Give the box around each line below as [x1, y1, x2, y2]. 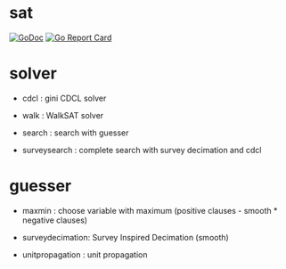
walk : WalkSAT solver [21, 110, 104, 120]
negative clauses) [21, 215, 87, 225]
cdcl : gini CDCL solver [21, 93, 107, 103]
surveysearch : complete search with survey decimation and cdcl [21, 144, 262, 155]
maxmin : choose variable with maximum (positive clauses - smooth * [21, 205, 278, 216]
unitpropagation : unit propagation [21, 249, 149, 260]
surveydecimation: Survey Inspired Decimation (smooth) [21, 232, 229, 242]
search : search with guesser [21, 127, 129, 138]
